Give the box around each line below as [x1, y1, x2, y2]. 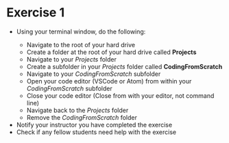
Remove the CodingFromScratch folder [26, 113, 138, 121]
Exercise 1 [6, 5, 65, 21]
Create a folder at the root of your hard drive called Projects [26, 48, 197, 56]
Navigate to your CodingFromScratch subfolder [26, 70, 161, 78]
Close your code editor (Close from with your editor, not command [26, 91, 215, 100]
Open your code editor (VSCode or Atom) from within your [26, 77, 192, 85]
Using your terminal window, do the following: [16, 27, 146, 36]
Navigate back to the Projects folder [26, 106, 129, 114]
